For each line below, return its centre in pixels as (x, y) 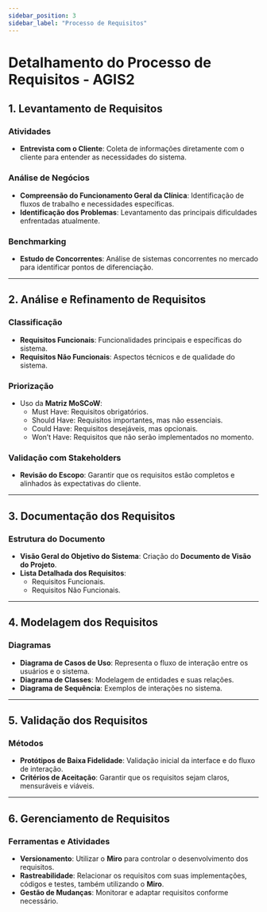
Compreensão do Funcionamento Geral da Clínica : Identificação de (132, 195)
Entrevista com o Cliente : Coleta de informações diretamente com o (132, 149)
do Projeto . (38, 564)
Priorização (31, 386)
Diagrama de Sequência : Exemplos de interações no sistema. (121, 688)
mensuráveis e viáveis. (57, 786)
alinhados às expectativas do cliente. (80, 484)
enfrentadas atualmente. (60, 221)
